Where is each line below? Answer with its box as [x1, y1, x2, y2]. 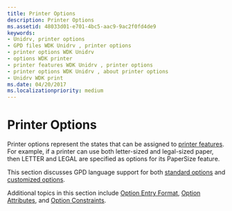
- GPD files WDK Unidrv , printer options [7, 42, 132, 49]
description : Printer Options [7, 17, 95, 24]
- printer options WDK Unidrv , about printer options [7, 68, 169, 75]
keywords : [7, 29, 36, 37]
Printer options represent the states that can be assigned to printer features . [7, 140, 225, 149]
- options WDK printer [7, 55, 73, 62]
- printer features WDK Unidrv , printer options [7, 62, 154, 68]
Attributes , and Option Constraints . [7, 196, 107, 205]
